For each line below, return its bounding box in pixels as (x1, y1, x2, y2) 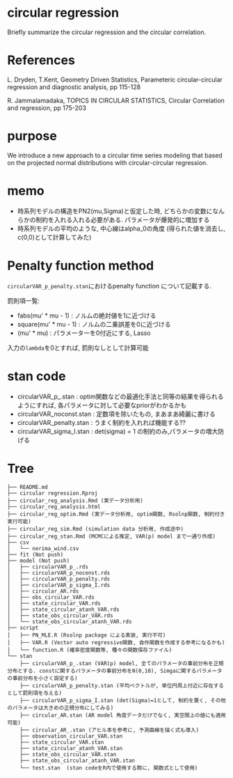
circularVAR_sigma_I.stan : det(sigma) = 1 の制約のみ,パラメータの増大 (17, 427, 218, 435)
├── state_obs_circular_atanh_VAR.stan (19, 757, 136, 764)
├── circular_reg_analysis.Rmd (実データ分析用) (7, 497, 144, 504)
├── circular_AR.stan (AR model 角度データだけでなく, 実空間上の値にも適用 (19, 712, 226, 719)
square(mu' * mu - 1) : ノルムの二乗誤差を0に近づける (17, 320, 171, 328)
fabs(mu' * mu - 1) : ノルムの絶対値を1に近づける (17, 311, 156, 320)
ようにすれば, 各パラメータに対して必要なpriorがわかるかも (17, 400, 187, 409)
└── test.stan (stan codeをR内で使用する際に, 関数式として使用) (19, 764, 198, 771)
